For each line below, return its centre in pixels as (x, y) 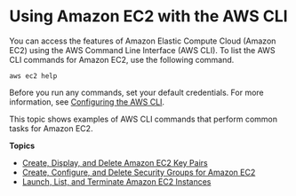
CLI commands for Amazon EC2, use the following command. (122, 59)
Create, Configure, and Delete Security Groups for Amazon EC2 (139, 172)
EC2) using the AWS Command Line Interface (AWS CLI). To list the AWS (142, 50)
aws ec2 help (33, 76)
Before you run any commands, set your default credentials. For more (136, 92)
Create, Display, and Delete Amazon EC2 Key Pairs (115, 162)
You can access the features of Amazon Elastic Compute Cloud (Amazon (143, 41)
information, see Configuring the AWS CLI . (87, 102)
